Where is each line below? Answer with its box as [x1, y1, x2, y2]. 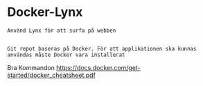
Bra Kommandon [7, 63, 55, 71]
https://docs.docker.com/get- [56, 63, 141, 71]
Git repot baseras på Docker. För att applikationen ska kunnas [7, 45, 197, 52]
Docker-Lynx [7, 4, 83, 20]
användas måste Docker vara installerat [7, 51, 126, 58]
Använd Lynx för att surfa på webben [7, 27, 116, 34]
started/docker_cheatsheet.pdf [7, 71, 96, 79]
